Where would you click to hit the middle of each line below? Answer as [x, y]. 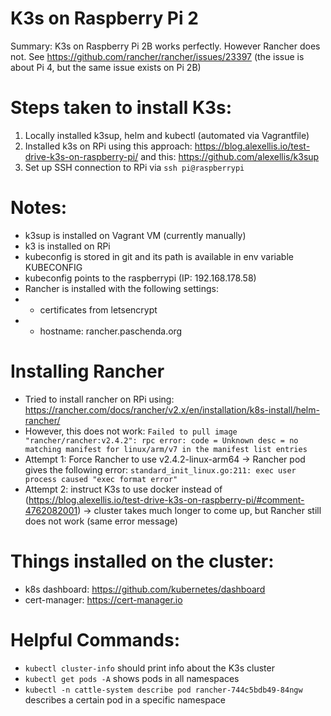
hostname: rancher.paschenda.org [111, 331]
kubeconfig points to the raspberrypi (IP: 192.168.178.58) [140, 278]
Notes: [39, 208]
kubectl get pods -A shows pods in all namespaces [132, 678]
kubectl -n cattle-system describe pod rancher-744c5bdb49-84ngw [163, 690]
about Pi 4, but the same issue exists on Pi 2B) [106, 67]
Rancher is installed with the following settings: [121, 288]
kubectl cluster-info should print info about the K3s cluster [149, 668]
